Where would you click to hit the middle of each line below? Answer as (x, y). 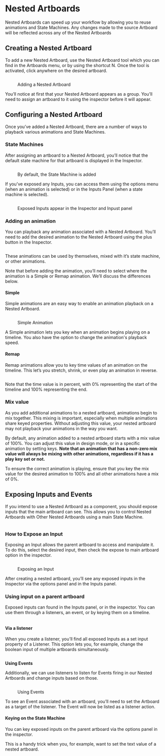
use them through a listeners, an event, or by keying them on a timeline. (78, 613)
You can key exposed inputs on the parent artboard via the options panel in (81, 729)
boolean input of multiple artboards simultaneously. (57, 650)
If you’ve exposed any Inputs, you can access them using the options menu (82, 184)
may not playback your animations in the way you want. (62, 428)
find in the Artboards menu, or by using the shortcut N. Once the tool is (77, 65)
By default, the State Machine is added (57, 174)
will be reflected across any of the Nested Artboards (58, 33)
